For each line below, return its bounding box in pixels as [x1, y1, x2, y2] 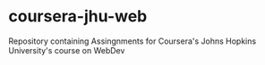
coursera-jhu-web [8, 6, 148, 27]
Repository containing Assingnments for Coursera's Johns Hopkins [8, 36, 257, 46]
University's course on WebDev [8, 45, 125, 55]
